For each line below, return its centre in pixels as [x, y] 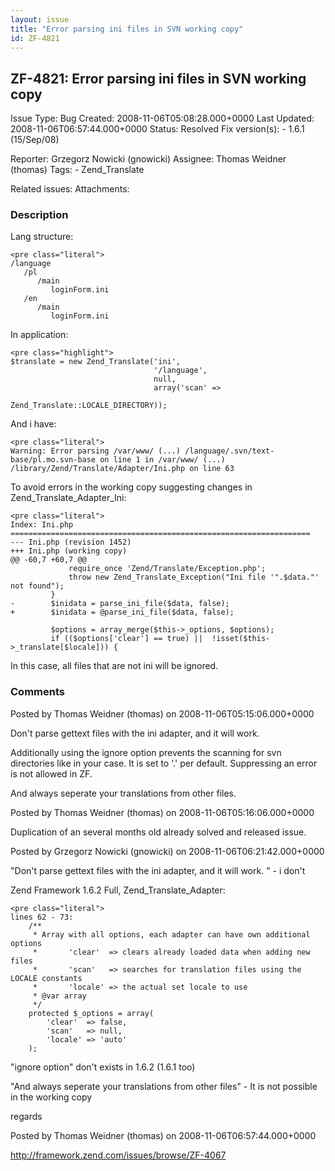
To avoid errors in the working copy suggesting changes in [131, 487]
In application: [39, 335]
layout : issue [40, 19]
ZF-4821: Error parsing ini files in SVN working [158, 78]
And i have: [33, 424]
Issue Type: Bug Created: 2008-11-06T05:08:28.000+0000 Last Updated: [162, 118]
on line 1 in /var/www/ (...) [162, 460]
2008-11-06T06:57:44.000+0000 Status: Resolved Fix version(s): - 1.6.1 [157, 129]
